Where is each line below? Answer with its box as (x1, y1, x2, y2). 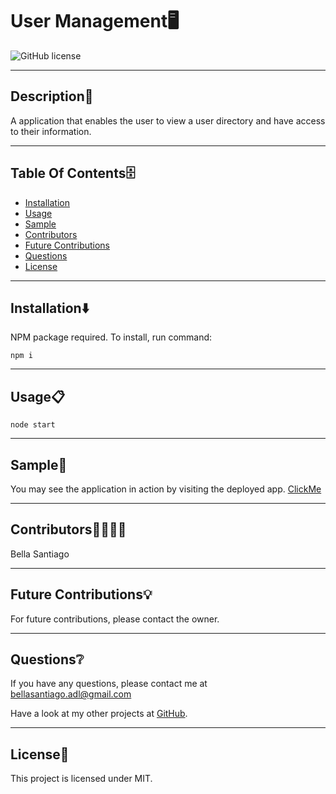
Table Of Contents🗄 (10, 165, 136, 182)
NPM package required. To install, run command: (10, 331, 213, 343)
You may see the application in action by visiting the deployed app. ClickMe (10, 483, 322, 495)
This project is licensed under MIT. (10, 773, 153, 785)
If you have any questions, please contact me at (10, 678, 208, 690)
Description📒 (10, 88, 94, 105)
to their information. (10, 125, 92, 137)
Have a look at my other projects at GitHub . (10, 708, 188, 720)
